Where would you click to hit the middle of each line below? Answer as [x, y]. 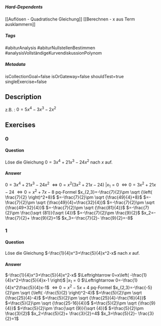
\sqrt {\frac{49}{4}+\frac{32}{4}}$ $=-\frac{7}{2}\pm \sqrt [95, 202]
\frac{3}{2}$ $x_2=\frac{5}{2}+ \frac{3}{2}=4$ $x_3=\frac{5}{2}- [71, 313]
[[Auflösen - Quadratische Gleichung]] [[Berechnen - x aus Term [70, 19]
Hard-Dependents [24, 7]
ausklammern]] [20, 24]
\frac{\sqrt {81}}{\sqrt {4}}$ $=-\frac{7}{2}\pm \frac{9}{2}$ [80, 213]
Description [23, 97]
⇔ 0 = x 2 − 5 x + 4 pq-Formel [82, 287]
